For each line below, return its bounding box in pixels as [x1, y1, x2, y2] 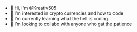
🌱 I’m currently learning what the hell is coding [10, 16, 108, 21]
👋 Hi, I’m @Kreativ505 [10, 5, 57, 11]
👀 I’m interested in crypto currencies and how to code [10, 10, 124, 16]
